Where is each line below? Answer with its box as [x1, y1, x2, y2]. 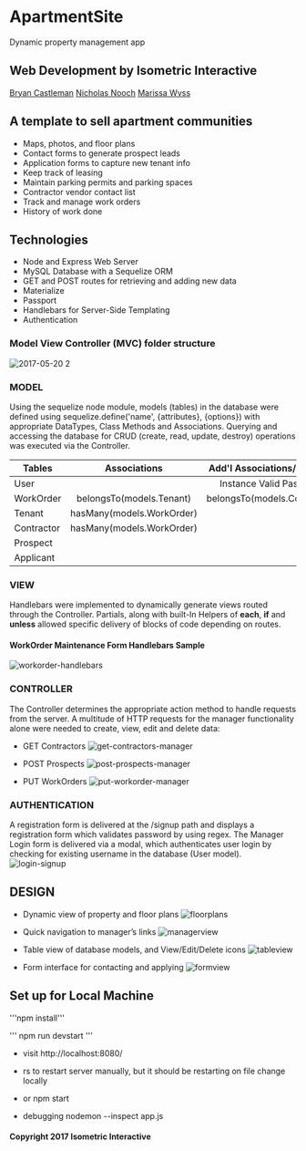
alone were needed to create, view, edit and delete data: [9, 722, 220, 733]
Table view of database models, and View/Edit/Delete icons [22, 944, 246, 955]
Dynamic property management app [9, 36, 146, 47]
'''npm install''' [9, 1012, 66, 1023]
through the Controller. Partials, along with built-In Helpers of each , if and [9, 609, 286, 620]
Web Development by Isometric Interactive [9, 63, 258, 78]
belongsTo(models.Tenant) [76, 492, 191, 504]
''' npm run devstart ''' [9, 1030, 94, 1041]
